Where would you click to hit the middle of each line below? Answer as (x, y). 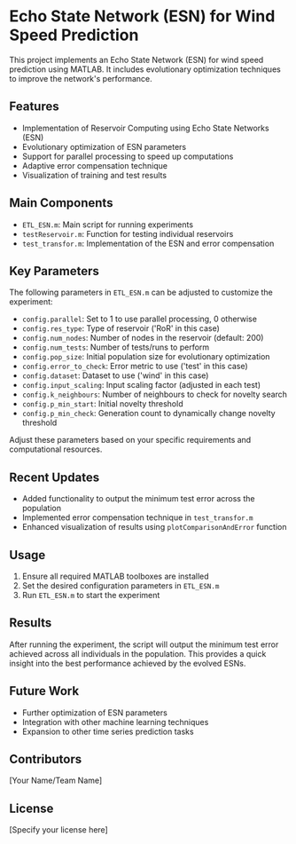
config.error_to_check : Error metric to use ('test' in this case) (135, 367)
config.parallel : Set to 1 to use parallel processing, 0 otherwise (139, 319)
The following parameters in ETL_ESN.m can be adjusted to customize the (141, 292)
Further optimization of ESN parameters (95, 713)
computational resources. (56, 449)
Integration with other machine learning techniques (115, 722)
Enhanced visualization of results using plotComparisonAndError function (154, 527)
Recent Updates (55, 477)
